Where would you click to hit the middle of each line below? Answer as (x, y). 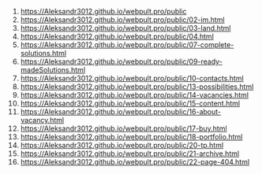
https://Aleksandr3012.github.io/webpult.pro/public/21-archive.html (130, 154)
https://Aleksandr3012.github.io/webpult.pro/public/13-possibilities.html (137, 87)
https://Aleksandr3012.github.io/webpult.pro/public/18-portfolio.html (131, 137)
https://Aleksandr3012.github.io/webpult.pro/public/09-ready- (122, 61)
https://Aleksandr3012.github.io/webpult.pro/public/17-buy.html (124, 128)
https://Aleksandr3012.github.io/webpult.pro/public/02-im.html (122, 20)
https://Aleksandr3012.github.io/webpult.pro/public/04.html (117, 36)
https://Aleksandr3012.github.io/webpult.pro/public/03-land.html (125, 28)
